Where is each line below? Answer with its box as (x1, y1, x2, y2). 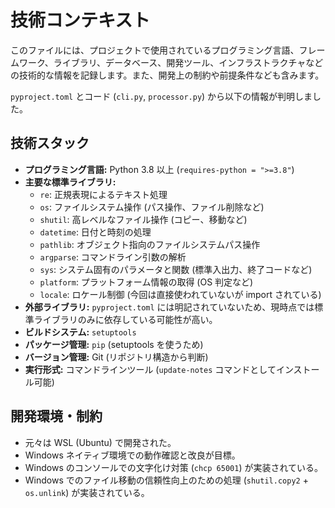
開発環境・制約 (10, 408, 103, 425)
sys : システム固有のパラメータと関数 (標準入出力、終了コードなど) (39, 263, 313, 275)
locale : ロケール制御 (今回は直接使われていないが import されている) (39, 288, 322, 300)
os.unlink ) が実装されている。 (24, 486, 150, 498)
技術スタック (10, 135, 90, 152)
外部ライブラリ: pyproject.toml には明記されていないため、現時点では (24, 301, 315, 313)
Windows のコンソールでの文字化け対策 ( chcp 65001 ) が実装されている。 (24, 461, 324, 473)
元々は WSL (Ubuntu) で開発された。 (24, 436, 177, 448)
